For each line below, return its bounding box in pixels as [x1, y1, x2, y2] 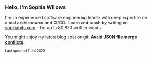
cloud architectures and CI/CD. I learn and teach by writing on [5, 20, 128, 25]
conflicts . [5, 39, 25, 45]
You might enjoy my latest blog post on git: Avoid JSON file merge [5, 34, 138, 40]
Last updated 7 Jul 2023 [5, 48, 46, 54]
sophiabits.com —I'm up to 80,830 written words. [5, 25, 102, 31]
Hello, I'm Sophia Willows [5, 4, 66, 11]
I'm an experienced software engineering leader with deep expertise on [5, 15, 148, 21]
